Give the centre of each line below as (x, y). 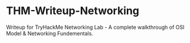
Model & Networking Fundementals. (50, 33)
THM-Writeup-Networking (73, 11)
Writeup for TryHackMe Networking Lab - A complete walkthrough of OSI (95, 27)
